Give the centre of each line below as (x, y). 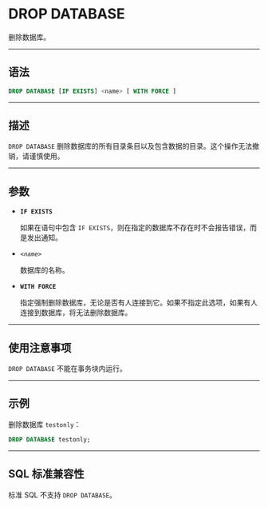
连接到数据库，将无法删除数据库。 (76, 313)
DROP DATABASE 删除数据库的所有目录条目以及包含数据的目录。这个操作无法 (130, 146)
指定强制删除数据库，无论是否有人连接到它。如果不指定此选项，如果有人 (138, 303)
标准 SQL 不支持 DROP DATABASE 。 (63, 495)
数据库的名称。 (44, 270)
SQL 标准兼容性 (46, 474)
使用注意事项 (40, 347)
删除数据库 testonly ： (45, 424)
